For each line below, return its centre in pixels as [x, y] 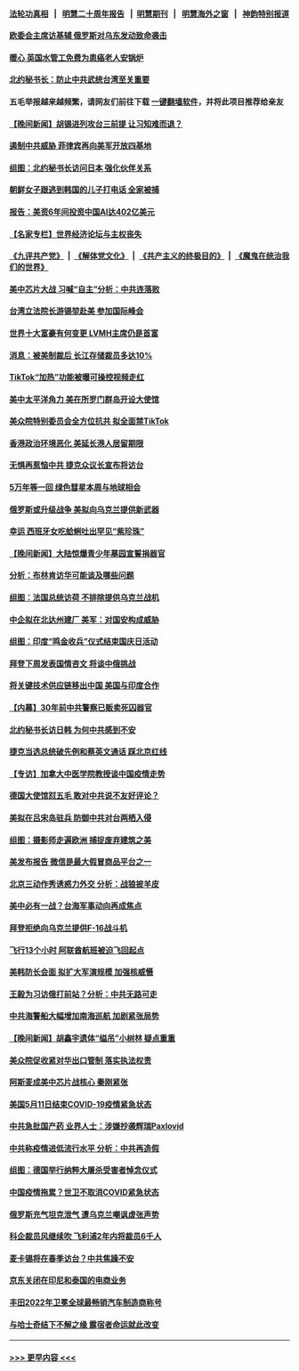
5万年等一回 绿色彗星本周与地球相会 [75, 487]
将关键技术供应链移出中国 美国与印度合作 [85, 685]
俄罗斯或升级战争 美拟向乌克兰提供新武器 [85, 509]
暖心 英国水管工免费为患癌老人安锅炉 [77, 57]
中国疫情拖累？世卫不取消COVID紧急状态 [85, 1192]
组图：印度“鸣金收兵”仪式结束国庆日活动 [84, 642]
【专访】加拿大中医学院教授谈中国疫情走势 [87, 774]
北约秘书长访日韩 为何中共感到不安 [73, 729]
